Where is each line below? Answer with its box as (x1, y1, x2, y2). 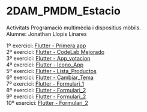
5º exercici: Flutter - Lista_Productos (6, 67, 97, 74)
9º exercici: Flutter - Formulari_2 (6, 93, 86, 100)
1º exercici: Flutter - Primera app (6, 42, 86, 49)
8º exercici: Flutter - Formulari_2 (6, 86, 86, 93)
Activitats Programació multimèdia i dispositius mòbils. (6, 24, 141, 31)
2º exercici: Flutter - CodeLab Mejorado (6, 48, 105, 55)
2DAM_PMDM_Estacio (6, 4, 121, 18)
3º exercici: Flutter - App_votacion (6, 55, 91, 62)
